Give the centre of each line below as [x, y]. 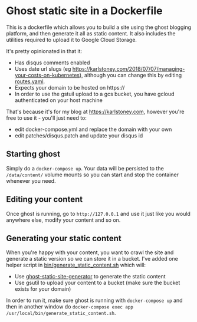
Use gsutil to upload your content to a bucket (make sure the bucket [97, 283]
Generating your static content [64, 238]
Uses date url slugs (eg [43, 68]
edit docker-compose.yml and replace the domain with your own [93, 129]
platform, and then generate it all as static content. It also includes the [91, 33]
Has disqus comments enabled [52, 63]
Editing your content [45, 200]
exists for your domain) [43, 289]
